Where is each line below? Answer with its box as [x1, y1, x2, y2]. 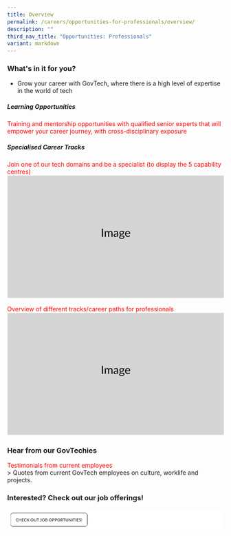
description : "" [7, 25, 54, 32]
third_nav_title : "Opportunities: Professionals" [7, 33, 153, 40]
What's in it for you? [7, 64, 76, 74]
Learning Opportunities [7, 103, 76, 111]
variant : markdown [7, 40, 60, 48]
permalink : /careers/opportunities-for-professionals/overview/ [7, 18, 195, 25]
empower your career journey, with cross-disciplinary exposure [7, 127, 187, 136]
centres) [7, 167, 31, 176]
